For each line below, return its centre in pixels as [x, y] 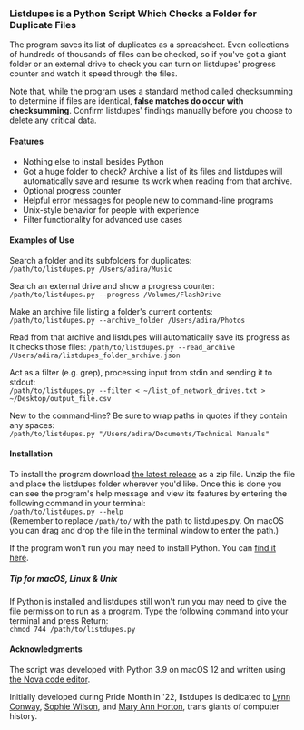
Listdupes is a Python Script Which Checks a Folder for [133, 14]
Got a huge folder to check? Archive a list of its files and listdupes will [152, 171]
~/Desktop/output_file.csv [60, 398]
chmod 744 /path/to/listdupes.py [73, 629]
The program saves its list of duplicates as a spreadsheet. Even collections [149, 45]
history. [24, 716]
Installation [31, 454]
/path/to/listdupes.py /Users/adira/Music [91, 269]
